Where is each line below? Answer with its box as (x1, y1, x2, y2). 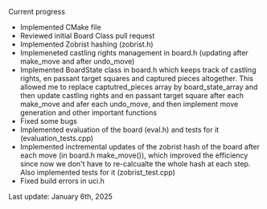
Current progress (8, 7, 66, 16)
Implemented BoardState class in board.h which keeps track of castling (19, 65, 257, 75)
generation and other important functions (19, 108, 158, 117)
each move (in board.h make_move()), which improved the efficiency (19, 150, 249, 160)
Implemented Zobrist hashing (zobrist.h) (19, 39, 154, 49)
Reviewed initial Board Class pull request (19, 31, 155, 40)
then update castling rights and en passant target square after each (19, 91, 244, 100)
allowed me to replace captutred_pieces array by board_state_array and (19, 82, 258, 92)
